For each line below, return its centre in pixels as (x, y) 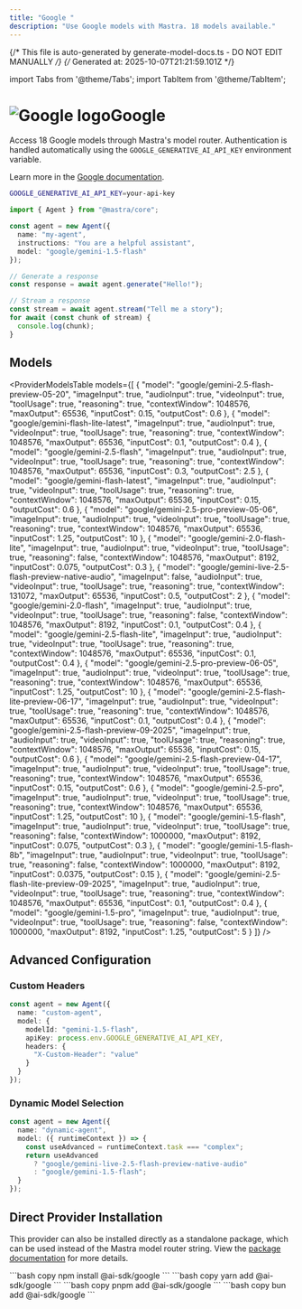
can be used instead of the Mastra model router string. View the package (145, 1248)
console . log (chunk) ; (56, 326)
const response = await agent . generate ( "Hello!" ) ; (106, 285)
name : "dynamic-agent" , (62, 1130)
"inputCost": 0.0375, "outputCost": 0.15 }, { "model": (106, 874)
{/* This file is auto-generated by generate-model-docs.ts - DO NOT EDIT (146, 51)
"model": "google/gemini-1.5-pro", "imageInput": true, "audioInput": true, (144, 912)
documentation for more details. (69, 1258)
